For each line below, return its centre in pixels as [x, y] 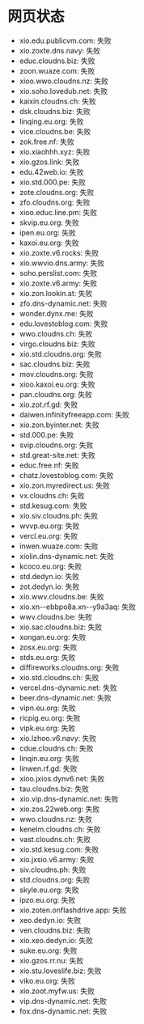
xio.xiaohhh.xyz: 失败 [55, 151]
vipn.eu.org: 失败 [47, 708]
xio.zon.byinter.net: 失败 [59, 425]
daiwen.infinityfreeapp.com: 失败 [74, 414]
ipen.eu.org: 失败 [47, 232]
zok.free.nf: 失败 [47, 142]
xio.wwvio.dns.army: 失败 [62, 263]
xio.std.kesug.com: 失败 [59, 849]
